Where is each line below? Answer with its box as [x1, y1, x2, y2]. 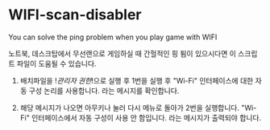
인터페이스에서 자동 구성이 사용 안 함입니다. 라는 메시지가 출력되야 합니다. [31, 112, 262, 122]
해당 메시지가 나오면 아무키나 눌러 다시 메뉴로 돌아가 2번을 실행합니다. [19, 103, 240, 112]
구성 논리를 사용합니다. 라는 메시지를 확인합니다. [28, 86, 180, 95]
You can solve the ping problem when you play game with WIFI [8, 32, 218, 42]
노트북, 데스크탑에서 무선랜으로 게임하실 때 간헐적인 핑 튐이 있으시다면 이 [8, 48, 236, 58]
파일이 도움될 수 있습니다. [16, 59, 97, 68]
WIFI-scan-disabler [8, 6, 143, 24]
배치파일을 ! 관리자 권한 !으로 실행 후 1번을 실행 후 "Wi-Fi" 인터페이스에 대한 [19, 75, 254, 85]
